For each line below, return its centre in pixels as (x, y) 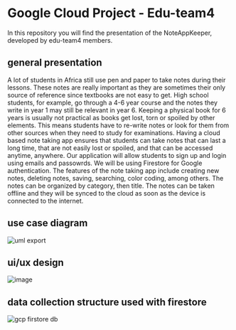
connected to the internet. (45, 201)
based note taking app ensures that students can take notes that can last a (117, 140)
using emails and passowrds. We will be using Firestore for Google (105, 163)
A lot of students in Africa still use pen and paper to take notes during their (117, 80)
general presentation (55, 63)
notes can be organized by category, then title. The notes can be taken (111, 186)
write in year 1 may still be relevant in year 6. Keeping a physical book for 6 (117, 110)
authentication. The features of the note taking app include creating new (113, 170)
